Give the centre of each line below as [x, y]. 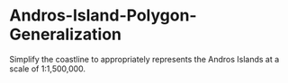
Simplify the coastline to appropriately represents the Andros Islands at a [144, 59]
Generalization [65, 34]
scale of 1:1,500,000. [48, 69]
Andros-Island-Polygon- [103, 16]
